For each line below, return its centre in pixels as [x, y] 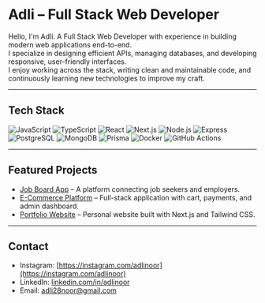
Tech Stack [36, 111]
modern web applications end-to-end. [70, 44]
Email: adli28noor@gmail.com [68, 290]
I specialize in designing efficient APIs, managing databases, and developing [132, 53]
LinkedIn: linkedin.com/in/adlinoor [75, 282]
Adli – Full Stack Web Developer [114, 15]
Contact [28, 246]
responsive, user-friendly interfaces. [67, 62]
